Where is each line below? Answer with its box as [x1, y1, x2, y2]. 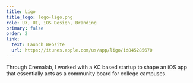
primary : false [6, 25, 44, 31]
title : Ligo [6, 8, 36, 15]
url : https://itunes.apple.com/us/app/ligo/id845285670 [11, 47, 153, 53]
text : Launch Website [11, 42, 65, 48]
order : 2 [6, 31, 28, 37]
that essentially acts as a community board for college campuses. [6, 69, 167, 77]
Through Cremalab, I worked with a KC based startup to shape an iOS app [6, 63, 187, 71]
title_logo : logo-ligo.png [6, 14, 73, 20]
